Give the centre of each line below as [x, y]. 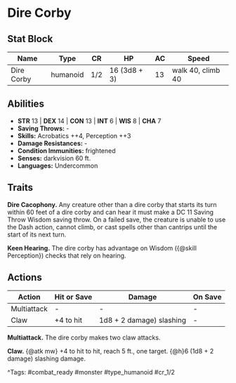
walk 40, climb [196, 70]
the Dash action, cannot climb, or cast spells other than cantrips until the [112, 227]
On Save [207, 297]
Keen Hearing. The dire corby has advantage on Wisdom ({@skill [102, 248]
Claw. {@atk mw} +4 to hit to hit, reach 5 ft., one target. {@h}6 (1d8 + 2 [111, 351]
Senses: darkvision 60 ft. [54, 158]
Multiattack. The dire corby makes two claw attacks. [84, 337]
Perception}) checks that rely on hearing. [67, 255]
